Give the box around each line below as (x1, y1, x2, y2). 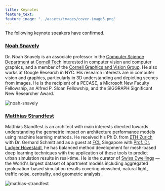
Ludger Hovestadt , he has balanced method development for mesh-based (5, 144, 157, 150)
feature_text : (5, 12, 35, 17)
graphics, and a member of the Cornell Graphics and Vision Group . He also (5, 64, 158, 70)
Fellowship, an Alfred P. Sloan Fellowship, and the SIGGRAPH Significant (5, 85, 153, 91)
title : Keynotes (5, 7, 39, 12)
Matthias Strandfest (5, 112, 54, 119)
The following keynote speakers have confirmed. (5, 30, 105, 36)
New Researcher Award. (5, 90, 54, 96)
